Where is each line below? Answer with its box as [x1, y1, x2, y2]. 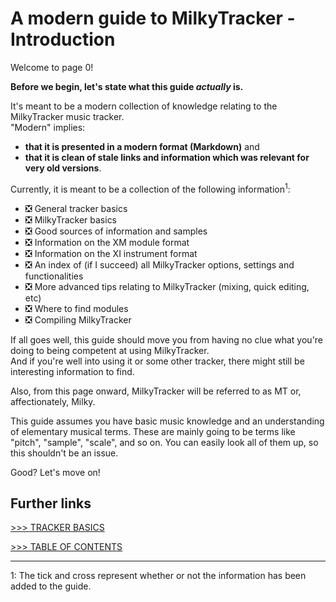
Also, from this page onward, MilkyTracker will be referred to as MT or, [10, 385, 302, 397]
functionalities [24, 270, 84, 282]
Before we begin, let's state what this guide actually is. [10, 80, 244, 92]
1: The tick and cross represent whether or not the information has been [10, 570, 307, 582]
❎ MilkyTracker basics [24, 213, 118, 226]
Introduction [10, 28, 116, 51]
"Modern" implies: [10, 121, 86, 133]
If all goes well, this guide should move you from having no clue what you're [10, 333, 324, 346]
